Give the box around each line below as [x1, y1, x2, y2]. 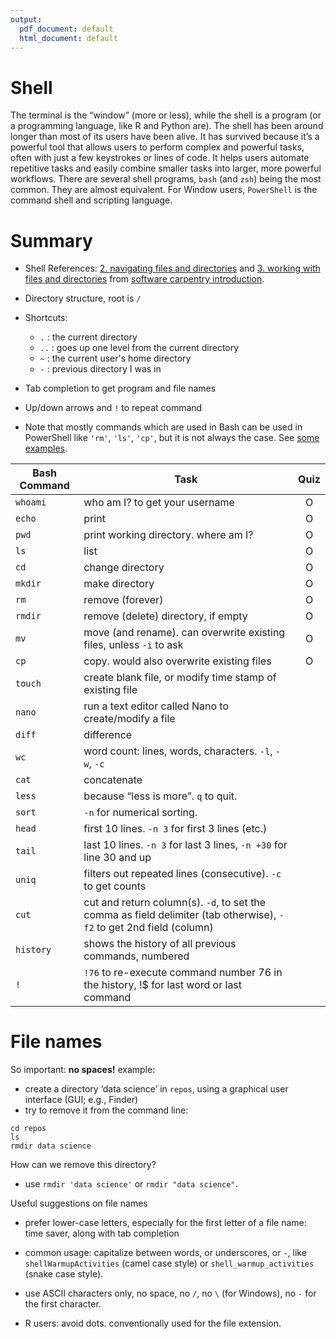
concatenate [83, 773, 143, 787]
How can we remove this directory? [10, 1159, 157, 1171]
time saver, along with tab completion [24, 1227, 180, 1240]
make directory [83, 577, 155, 591]
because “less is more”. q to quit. [83, 789, 238, 803]
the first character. [24, 1298, 102, 1310]
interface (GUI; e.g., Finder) [24, 1094, 139, 1106]
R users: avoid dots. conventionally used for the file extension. [24, 1317, 282, 1330]
